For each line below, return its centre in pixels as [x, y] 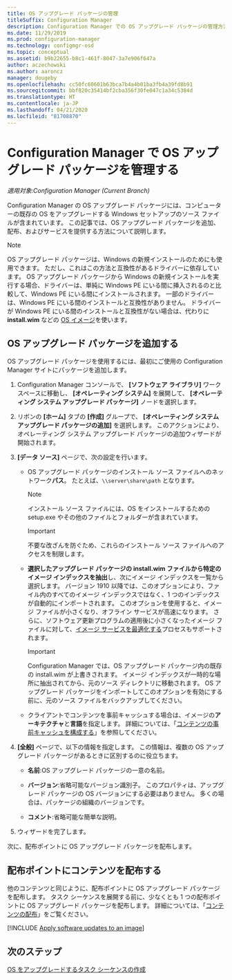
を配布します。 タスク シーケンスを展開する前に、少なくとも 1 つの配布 [108, 897]
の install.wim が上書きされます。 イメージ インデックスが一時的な [121, 675]
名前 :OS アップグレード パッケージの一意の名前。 [98, 771]
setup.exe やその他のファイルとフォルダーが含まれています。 [115, 517]
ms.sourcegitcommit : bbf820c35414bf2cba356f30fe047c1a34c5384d [100, 91]
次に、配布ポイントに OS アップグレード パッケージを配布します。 [101, 847]
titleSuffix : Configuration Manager [60, 20]
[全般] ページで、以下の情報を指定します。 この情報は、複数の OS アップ [120, 747]
